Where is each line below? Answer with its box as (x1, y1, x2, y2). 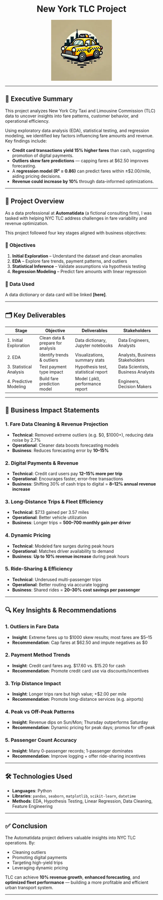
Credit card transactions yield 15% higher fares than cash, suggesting (12, 147, 155, 153)
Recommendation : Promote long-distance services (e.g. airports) (12, 696, 144, 702)
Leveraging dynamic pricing (12, 865, 68, 871)
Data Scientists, (118, 364, 149, 370)
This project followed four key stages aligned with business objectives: (5, 230, 147, 236)
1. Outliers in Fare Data (5, 623, 59, 630)
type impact (39, 369, 64, 375)
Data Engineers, (118, 337, 150, 343)
